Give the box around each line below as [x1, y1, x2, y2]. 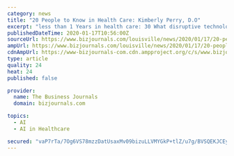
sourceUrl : [7, 36, 39, 43]
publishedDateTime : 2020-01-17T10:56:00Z [7, 29, 130, 37]
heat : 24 [7, 68, 33, 75]
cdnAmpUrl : [7, 49, 39, 56]
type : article [7, 55, 49, 62]
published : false [7, 74, 58, 82]
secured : [7, 138, 33, 145]
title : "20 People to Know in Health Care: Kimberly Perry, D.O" [7, 17, 201, 24]
